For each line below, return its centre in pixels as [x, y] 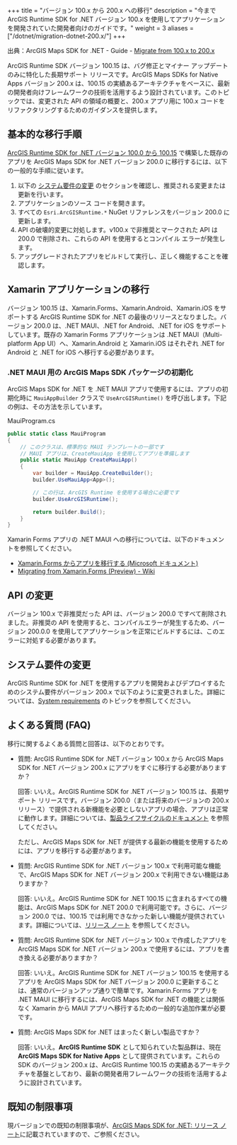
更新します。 [36, 221]
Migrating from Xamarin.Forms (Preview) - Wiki [86, 571]
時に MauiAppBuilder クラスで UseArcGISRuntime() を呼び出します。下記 [123, 398]
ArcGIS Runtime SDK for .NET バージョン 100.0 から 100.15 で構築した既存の [118, 153]
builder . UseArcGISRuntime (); [76, 499]
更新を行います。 [42, 194]
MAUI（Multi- [203, 334]
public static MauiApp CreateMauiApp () [79, 460]
